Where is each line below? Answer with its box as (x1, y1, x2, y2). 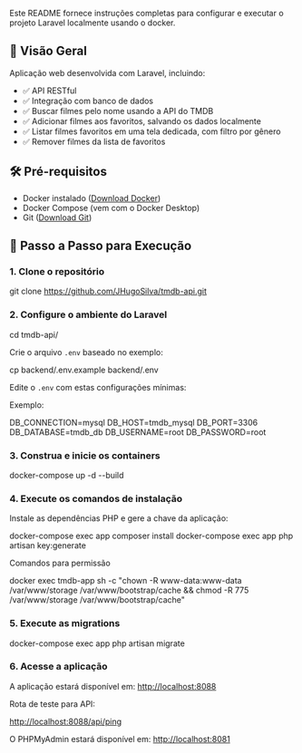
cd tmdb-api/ (9, 329, 59, 340)
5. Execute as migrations (9, 617, 121, 630)
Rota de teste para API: (9, 698, 95, 710)
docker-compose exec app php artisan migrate (9, 638, 186, 649)
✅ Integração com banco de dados (22, 95, 154, 106)
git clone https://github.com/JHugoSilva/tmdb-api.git (9, 285, 207, 297)
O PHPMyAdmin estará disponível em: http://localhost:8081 (9, 733, 231, 744)
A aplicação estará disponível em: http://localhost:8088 (9, 681, 217, 691)
